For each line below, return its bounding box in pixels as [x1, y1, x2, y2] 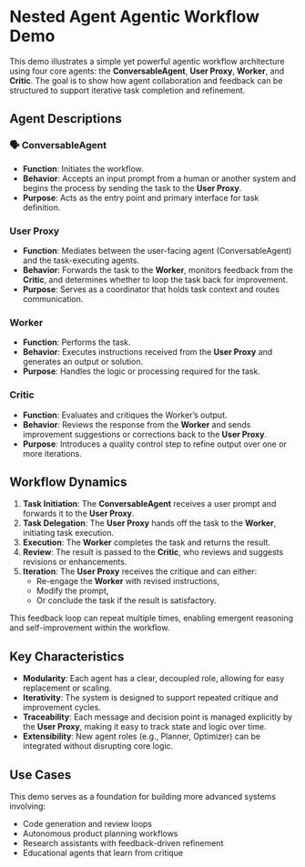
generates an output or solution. [22, 357, 144, 368]
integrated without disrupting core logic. [22, 741, 174, 751]
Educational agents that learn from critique [22, 847, 184, 858]
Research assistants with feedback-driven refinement [22, 837, 224, 848]
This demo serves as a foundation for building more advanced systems [9, 791, 276, 801]
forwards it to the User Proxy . [22, 508, 135, 519]
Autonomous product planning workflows [22, 828, 178, 839]
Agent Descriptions [9, 111, 123, 126]
